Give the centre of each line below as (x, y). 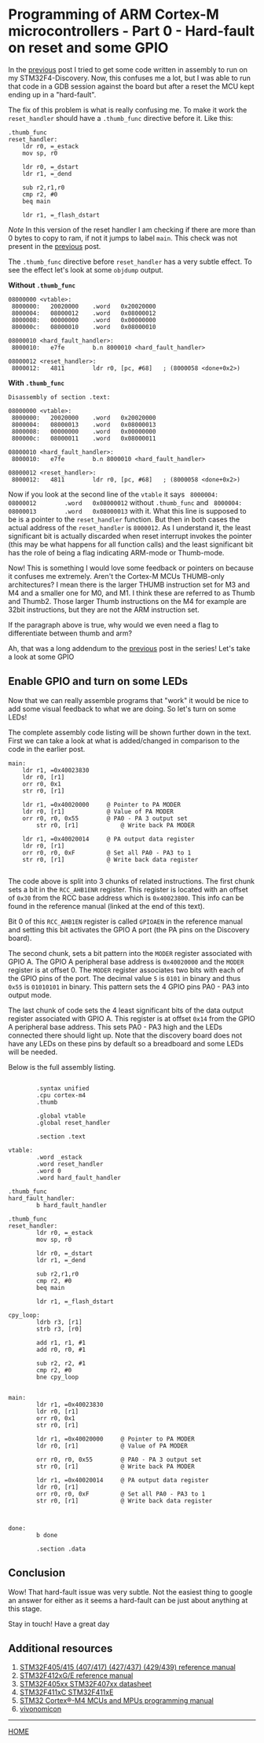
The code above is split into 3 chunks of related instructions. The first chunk (132, 881)
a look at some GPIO (41, 657)
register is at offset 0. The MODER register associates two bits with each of (126, 970)
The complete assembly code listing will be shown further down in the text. (130, 732)
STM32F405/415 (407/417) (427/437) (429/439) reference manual (127, 1668)
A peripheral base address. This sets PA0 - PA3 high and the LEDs (115, 1027)
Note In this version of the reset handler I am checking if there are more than (132, 229)
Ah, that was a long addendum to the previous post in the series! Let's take (129, 648)
